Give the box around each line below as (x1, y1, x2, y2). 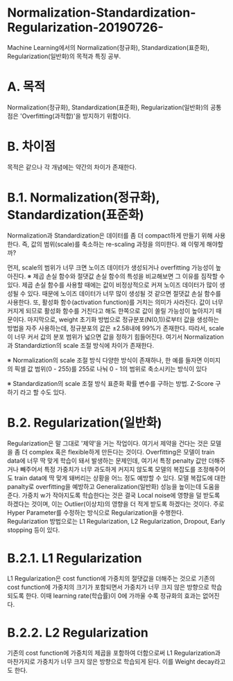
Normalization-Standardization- (7, 5, 196, 21)
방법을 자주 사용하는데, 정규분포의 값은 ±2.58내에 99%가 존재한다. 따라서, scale (7, 324, 224, 332)
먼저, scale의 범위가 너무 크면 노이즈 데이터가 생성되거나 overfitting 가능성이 (7, 263, 214, 272)
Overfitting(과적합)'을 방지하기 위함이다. (21, 112, 131, 120)
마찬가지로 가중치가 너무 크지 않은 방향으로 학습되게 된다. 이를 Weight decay (7, 657, 215, 666)
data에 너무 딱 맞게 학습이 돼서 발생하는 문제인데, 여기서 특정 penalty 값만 (7, 456, 207, 465)
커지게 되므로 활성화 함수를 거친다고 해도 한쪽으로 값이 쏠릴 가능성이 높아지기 (7, 306, 215, 315)
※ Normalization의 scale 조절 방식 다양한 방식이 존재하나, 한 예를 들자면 (7, 355, 202, 364)
